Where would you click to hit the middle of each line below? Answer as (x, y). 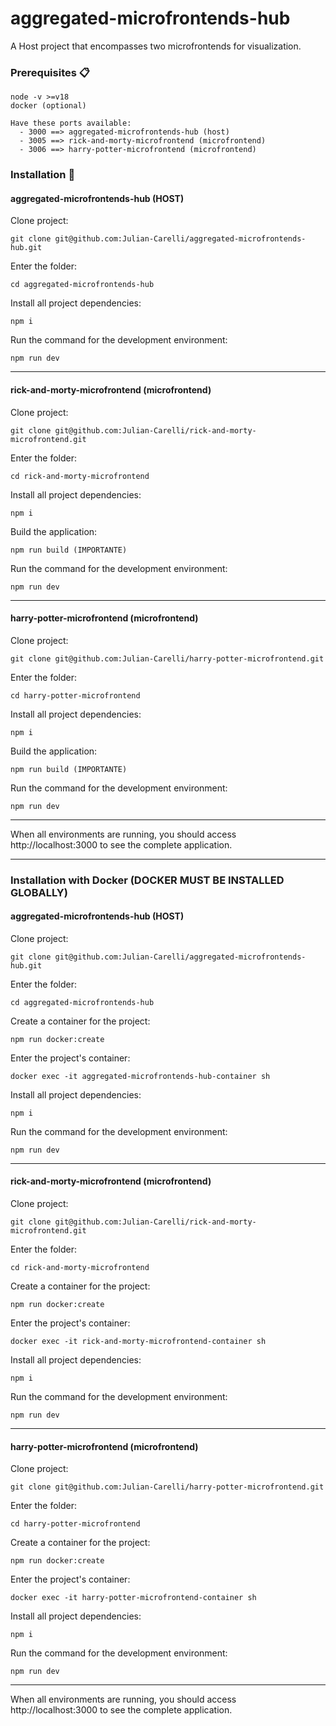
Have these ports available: (71, 123)
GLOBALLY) (39, 892)
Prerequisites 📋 (50, 72)
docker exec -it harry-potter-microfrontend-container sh (133, 1598)
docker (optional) (48, 106)
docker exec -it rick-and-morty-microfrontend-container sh (138, 1342)
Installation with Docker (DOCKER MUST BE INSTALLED (147, 880)
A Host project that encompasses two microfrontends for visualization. (156, 46)
